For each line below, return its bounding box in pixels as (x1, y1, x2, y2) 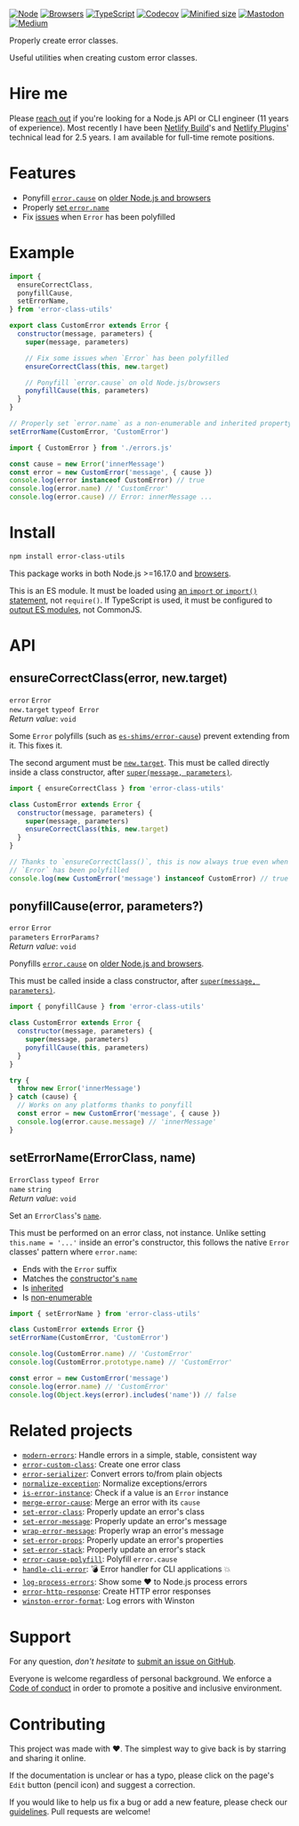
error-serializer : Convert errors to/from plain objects (21, 1469, 222, 1480)
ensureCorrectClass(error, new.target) (9, 670, 229, 686)
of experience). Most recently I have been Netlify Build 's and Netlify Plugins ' (9, 122, 289, 133)
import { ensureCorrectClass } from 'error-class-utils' (9, 783, 225, 792)
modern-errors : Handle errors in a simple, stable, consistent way (21, 1449, 257, 1460)
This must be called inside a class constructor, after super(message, (9, 976, 256, 986)
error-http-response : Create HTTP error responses (21, 1586, 212, 1597)
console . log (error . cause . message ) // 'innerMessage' (17, 1117, 217, 1126)
